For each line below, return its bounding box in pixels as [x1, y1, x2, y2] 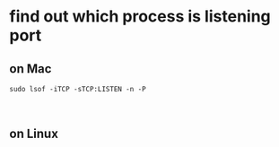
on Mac [9, 61, 52, 76]
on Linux [9, 126, 58, 142]
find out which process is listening [9, 6, 271, 27]
